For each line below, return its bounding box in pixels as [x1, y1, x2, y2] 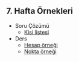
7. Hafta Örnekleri [6, 6, 74, 16]
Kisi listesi [24, 28, 49, 36]
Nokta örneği [24, 48, 57, 55]
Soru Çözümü [14, 22, 49, 29]
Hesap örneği [24, 41, 58, 48]
